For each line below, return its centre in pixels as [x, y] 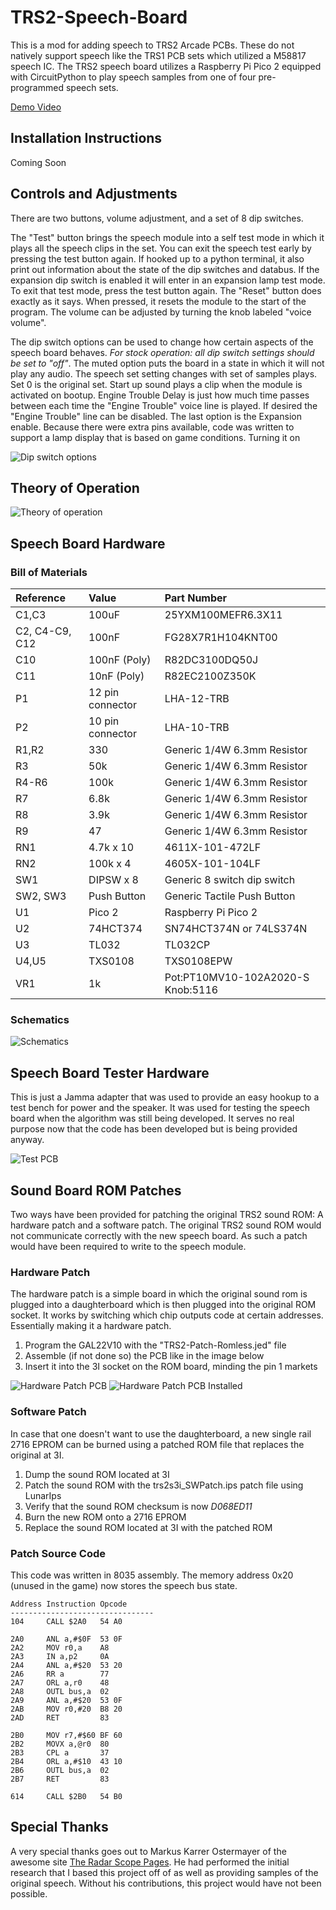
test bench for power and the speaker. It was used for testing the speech [160, 1108]
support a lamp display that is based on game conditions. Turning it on [155, 437]
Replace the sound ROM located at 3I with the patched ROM [148, 1527]
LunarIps [43, 1495]
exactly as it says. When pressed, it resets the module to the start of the [158, 301]
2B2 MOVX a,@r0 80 [60, 1744]
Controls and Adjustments [94, 194]
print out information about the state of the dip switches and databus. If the [165, 269]
